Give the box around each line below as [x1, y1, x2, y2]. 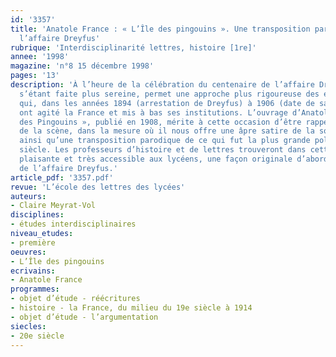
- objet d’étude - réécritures [10, 294, 141, 304]
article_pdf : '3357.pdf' [10, 172, 114, 183]
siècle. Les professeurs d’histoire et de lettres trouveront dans [19, 145, 307, 155]
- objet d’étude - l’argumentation [10, 312, 159, 322]
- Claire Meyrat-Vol [10, 201, 97, 211]
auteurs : [10, 191, 47, 201]
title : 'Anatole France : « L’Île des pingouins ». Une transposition [10, 24, 311, 34]
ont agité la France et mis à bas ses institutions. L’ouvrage [19, 107, 288, 118]
